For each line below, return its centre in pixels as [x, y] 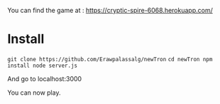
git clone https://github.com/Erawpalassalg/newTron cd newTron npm [110, 59]
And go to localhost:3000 [45, 78]
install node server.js [43, 66]
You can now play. [34, 93]
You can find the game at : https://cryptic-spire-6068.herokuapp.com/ [110, 10]
